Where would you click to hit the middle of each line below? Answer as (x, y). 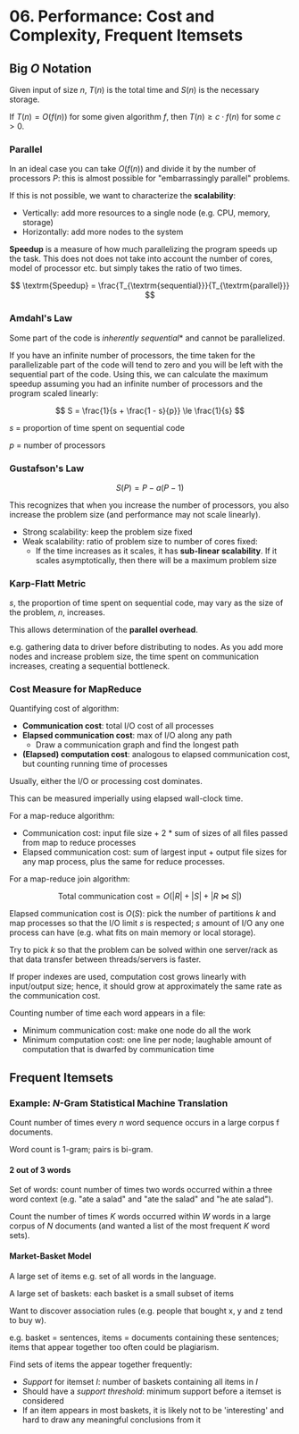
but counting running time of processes (95, 764)
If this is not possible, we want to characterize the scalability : (123, 196)
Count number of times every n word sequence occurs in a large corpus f (144, 1123)
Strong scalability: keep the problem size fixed (108, 531)
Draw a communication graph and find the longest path (137, 745)
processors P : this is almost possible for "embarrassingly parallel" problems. (150, 178)
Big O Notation (50, 68)
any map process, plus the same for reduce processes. (124, 862)
